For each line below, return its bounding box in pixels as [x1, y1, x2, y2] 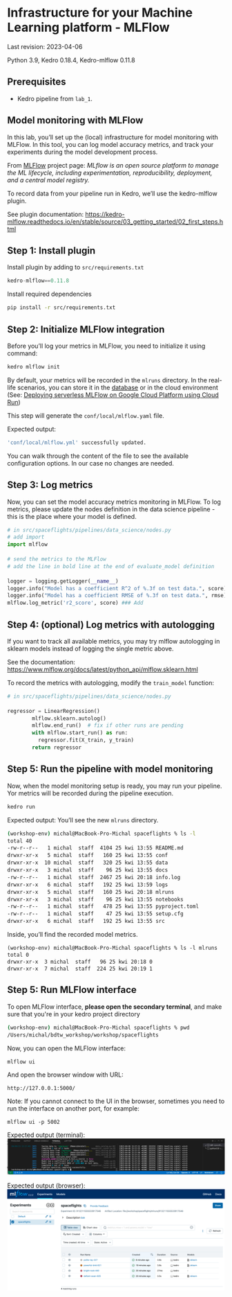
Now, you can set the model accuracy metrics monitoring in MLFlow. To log [7, 497, 221, 506]
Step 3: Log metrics [7, 479, 93, 491]
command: [7, 348, 38, 358]
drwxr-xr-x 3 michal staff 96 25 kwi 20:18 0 [7, 958, 153, 965]
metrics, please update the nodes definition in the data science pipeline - [7, 504, 215, 513]
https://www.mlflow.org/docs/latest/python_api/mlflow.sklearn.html [7, 665, 198, 673]
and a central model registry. [7, 175, 90, 184]
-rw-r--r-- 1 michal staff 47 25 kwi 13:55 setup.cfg [7, 910, 184, 917]
